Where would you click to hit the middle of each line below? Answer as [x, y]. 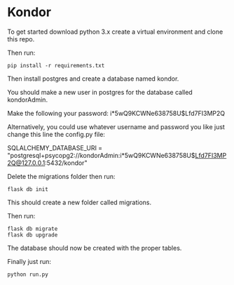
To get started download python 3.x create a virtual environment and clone [115, 32]
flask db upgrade [33, 235]
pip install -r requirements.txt [56, 65]
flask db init [28, 189]
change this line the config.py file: [56, 134]
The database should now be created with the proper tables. [95, 248]
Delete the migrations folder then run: [61, 176]
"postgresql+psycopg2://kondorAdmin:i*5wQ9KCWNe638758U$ [101, 155]
